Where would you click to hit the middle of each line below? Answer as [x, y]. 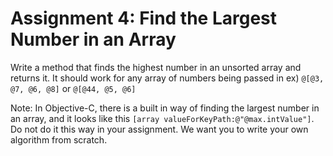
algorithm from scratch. [59, 139]
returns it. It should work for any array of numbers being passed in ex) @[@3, [167, 78]
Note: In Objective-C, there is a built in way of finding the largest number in [165, 108]
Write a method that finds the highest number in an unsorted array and [156, 67]
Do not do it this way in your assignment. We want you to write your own [159, 129]
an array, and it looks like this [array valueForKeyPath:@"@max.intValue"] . [162, 118]
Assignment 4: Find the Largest [144, 18]
